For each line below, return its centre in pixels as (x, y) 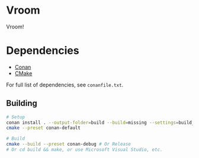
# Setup (16, 117)
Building (22, 103)
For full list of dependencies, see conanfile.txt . (65, 85)
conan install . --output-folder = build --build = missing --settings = (92, 122)
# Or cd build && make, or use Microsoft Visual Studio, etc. (84, 150)
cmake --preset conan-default (44, 128)
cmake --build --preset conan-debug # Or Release (69, 144)
